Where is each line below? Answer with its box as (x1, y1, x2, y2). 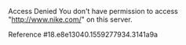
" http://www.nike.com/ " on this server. (8, 15, 133, 24)
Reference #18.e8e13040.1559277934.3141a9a (8, 30, 159, 39)
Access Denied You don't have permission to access (8, 7, 178, 16)
